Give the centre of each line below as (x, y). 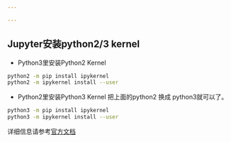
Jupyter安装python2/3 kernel (74, 44)
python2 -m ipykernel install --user (63, 82)
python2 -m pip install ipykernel (58, 76)
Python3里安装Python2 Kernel (62, 62)
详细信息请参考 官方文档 (41, 131)
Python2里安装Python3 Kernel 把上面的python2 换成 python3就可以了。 (123, 97)
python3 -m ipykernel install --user (63, 117)
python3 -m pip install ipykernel (58, 111)
